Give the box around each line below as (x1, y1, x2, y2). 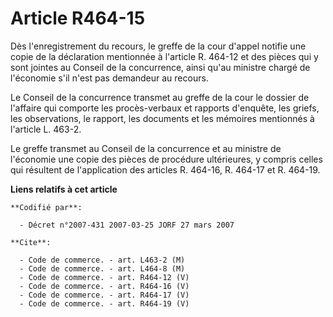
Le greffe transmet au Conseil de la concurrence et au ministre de (10, 142, 282, 154)
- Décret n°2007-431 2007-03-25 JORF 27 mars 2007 (19, 220, 235, 230)
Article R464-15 (10, 7, 146, 30)
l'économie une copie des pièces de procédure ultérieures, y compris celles (10, 153, 323, 165)
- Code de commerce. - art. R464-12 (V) (19, 272, 190, 282)
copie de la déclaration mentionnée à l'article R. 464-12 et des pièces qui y (10, 50, 319, 62)
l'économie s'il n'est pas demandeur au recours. (10, 72, 209, 84)
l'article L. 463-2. (10, 123, 82, 135)
